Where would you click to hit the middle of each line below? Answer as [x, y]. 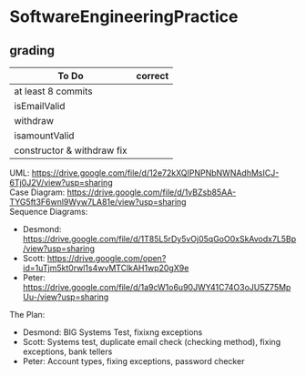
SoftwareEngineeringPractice [124, 17]
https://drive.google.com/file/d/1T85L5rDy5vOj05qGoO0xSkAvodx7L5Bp [159, 239]
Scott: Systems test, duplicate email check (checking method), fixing [152, 342]
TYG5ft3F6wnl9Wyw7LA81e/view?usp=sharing [98, 202]
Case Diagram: [37, 192]
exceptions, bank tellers [67, 351]
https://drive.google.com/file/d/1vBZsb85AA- [152, 192]
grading [32, 51]
